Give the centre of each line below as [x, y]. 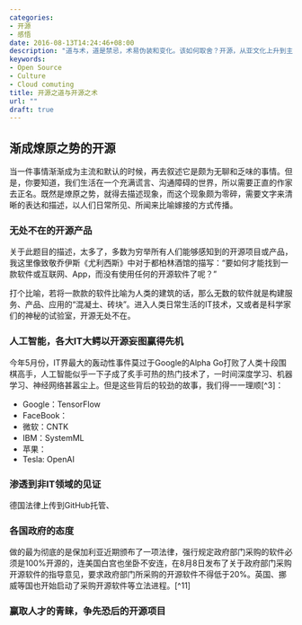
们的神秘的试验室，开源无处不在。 [72, 316]
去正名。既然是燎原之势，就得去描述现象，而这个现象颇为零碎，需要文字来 [147, 194]
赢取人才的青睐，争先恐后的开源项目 [88, 612]
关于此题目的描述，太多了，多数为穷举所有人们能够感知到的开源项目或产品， [151, 251]
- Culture [28, 76]
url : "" [24, 101]
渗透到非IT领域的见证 [55, 484]
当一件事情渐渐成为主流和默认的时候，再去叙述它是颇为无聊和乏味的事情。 [147, 172]
